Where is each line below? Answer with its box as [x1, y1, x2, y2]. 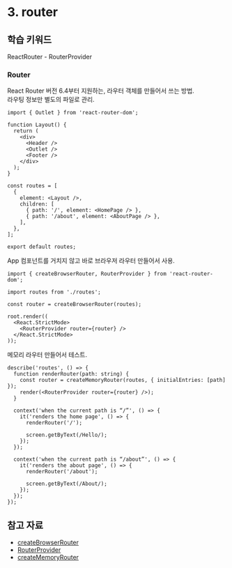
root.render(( [7, 313, 49, 321]
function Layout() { [7, 121, 68, 129]
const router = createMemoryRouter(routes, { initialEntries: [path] [20, 377, 226, 384]
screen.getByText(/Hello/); [25, 431, 108, 439]
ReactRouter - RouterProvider [7, 53, 93, 61]
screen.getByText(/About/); [25, 480, 108, 488]
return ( [13, 128, 39, 135]
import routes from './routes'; [7, 289, 101, 296]
